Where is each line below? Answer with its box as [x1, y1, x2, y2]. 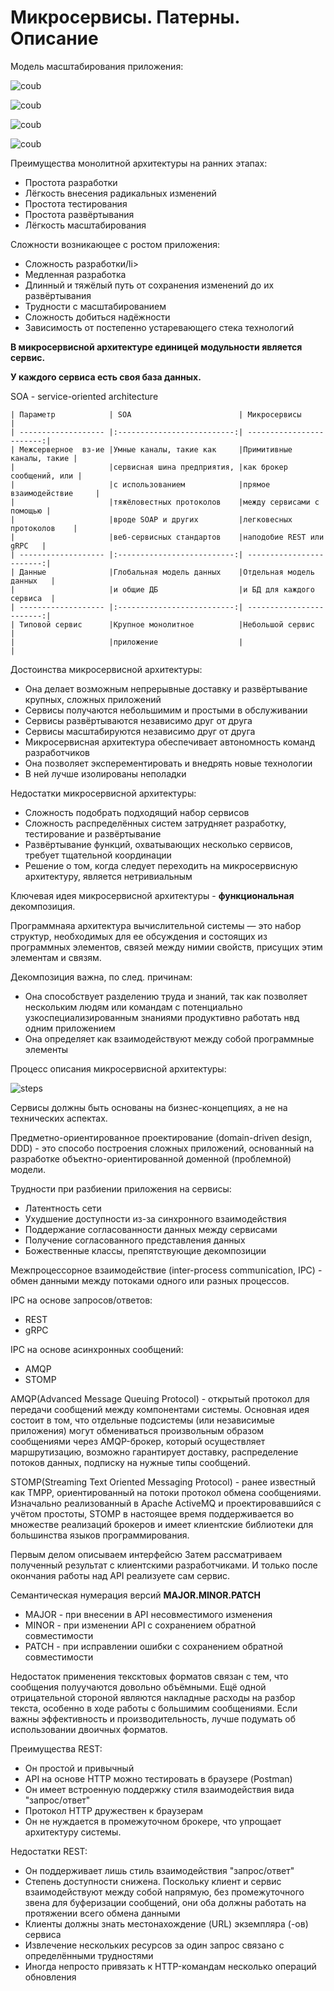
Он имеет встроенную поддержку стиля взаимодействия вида [24, 1783, 295, 1795]
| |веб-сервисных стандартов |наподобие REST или [10, 532, 325, 542]
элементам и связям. [10, 951, 102, 963]
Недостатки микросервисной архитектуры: [10, 787, 197, 799]
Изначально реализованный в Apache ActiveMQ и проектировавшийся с [10, 1497, 322, 1509]
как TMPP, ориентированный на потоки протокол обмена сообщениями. [10, 1486, 322, 1498]
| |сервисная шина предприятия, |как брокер [10, 462, 288, 472]
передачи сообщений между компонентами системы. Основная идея [10, 1403, 310, 1415]
